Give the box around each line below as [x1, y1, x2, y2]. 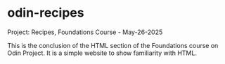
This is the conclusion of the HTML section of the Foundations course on [7, 41, 219, 49]
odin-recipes [7, 5, 84, 21]
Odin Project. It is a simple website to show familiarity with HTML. [7, 49, 197, 57]
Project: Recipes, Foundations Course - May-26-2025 [7, 28, 163, 36]
